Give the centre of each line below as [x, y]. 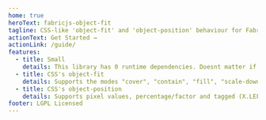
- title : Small [40, 60]
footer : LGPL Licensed [46, 103]
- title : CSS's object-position [69, 89]
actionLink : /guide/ [42, 45]
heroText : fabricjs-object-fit [60, 23]
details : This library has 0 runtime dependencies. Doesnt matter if [140, 67]
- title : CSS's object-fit [60, 74]
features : [25, 52]
